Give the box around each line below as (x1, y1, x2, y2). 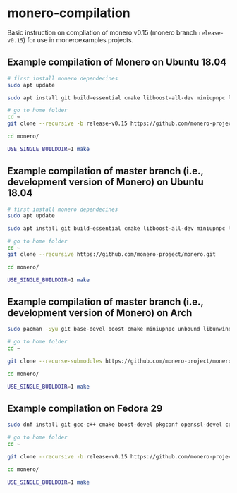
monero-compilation (7, 5, 130, 21)
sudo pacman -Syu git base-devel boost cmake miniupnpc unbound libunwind (7, 326, 232, 333)
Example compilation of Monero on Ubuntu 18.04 (7, 56, 227, 68)
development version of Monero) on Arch (7, 307, 193, 319)
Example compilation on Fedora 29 (7, 403, 163, 415)
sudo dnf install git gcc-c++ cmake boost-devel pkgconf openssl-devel (7, 421, 222, 428)
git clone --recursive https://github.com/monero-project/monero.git (7, 250, 217, 258)
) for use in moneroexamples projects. (23, 35, 134, 44)
